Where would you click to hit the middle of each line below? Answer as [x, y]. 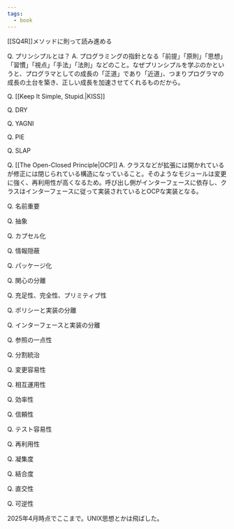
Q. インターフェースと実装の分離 [54, 325]
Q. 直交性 [21, 488]
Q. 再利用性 [24, 444]
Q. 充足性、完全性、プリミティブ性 [57, 295]
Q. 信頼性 [21, 414]
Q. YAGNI [21, 123]
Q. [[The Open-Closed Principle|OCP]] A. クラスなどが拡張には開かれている [116, 164]
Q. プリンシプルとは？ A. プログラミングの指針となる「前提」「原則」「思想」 [117, 56]
